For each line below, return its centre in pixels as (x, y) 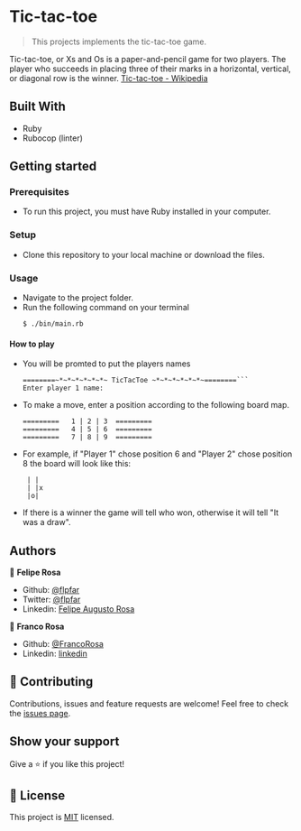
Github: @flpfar (51, 590)
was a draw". (46, 522)
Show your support (64, 742)
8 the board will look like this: (77, 464)
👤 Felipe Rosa (35, 572)
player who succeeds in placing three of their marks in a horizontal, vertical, (150, 69)
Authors (33, 551)
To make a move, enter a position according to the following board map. (156, 405)
